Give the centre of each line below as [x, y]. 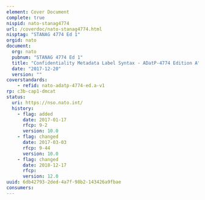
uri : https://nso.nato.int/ [48, 102]
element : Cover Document [38, 12]
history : [23, 108]
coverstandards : [27, 80]
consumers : [20, 188]
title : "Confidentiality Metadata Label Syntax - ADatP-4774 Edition [102, 63]
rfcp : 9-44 [36, 148]
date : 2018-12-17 [45, 165]
